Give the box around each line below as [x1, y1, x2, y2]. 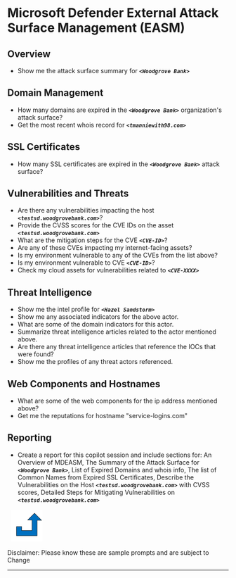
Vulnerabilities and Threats [7, 188, 129, 200]
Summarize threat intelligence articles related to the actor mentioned [17, 327, 216, 336]
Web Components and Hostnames [7, 378, 161, 390]
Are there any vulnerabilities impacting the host [17, 206, 155, 215]
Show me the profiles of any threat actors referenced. [17, 358, 173, 366]
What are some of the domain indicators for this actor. [17, 320, 174, 329]
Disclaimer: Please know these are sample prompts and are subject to [7, 548, 209, 557]
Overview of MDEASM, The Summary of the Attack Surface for [17, 458, 200, 466]
